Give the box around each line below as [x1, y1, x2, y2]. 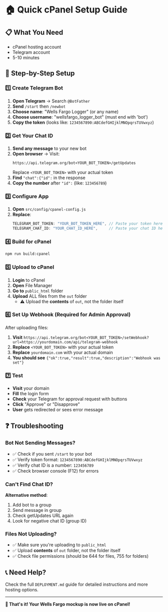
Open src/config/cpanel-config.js [12, 206, 86, 212]
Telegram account [12, 49, 50, 55]
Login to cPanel [12, 277, 45, 283]
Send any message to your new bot [12, 145, 86, 151]
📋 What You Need [5, 28, 63, 37]
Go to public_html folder [12, 288, 63, 294]
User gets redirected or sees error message [12, 407, 103, 413]
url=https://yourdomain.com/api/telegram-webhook [12, 339, 118, 344]
